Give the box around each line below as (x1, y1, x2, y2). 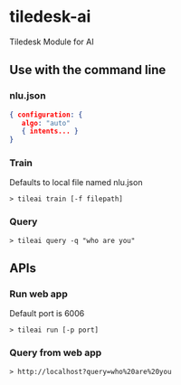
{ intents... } (21, 127, 79, 136)
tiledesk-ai (9, 6, 91, 27)
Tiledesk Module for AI (9, 36, 94, 47)
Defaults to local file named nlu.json (9, 177, 143, 188)
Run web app (9, 287, 68, 300)
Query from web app (9, 346, 102, 359)
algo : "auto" (21, 118, 71, 127)
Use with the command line (9, 62, 167, 78)
